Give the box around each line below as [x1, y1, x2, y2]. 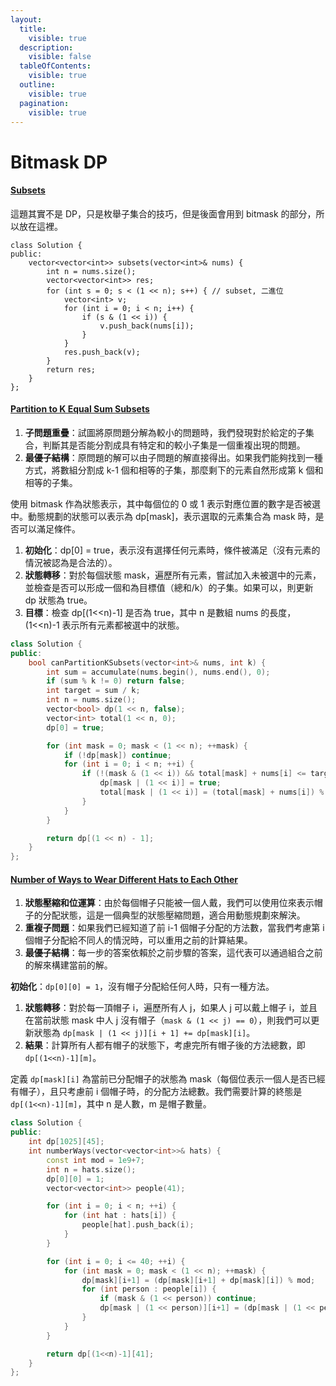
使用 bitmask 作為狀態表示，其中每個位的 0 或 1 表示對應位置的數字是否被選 [10, 497, 321, 510]
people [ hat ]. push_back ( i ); [81, 1220, 195, 1230]
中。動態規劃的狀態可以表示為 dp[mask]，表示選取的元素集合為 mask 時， [10, 510, 316, 522]
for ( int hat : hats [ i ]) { [63, 1211, 177, 1221]
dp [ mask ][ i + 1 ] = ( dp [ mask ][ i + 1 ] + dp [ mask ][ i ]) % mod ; [81, 1275, 316, 1285]
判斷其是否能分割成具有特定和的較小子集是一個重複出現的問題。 [42, 439, 306, 451]
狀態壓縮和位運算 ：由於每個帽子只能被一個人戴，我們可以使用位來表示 [24, 897, 315, 909]
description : [19, 42, 74, 53]
